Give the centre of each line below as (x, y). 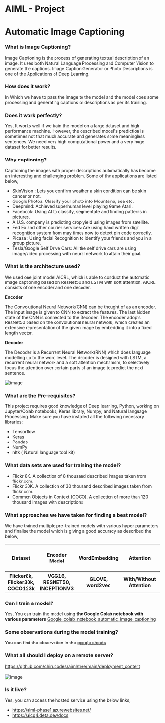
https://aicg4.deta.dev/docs (40, 715)
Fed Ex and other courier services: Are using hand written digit (75, 227)
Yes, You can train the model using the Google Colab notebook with (74, 614)
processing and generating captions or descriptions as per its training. (76, 102)
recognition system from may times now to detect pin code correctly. (82, 233)
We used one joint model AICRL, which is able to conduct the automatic (77, 277)
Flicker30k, (21, 582)
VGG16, (57, 576)
